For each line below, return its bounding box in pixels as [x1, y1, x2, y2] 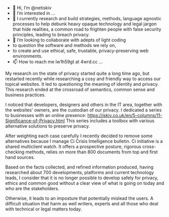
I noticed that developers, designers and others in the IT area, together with [5, 101, 162, 107]
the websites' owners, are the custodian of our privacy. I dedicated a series [5, 107, 162, 113]
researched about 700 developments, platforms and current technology [5, 170, 154, 175]
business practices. [5, 92, 46, 98]
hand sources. [5, 154, 35, 160]
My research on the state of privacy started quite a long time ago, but [5, 71, 150, 76]
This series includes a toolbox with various [66, 118, 155, 124]
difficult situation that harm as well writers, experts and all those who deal [5, 201, 159, 206]
